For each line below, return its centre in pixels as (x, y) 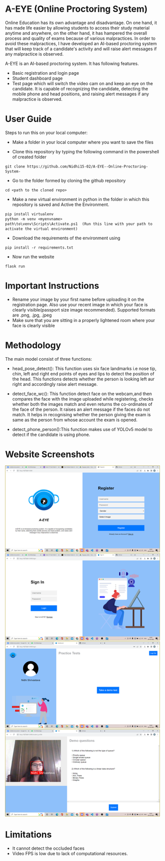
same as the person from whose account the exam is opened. (75, 420)
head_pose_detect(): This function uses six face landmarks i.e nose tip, (84, 368)
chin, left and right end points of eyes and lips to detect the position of (83, 373)
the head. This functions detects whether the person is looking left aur (83, 379)
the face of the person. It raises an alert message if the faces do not (81, 409)
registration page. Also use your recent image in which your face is (80, 304)
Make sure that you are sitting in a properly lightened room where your (83, 320)
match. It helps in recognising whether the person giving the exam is (82, 414)
